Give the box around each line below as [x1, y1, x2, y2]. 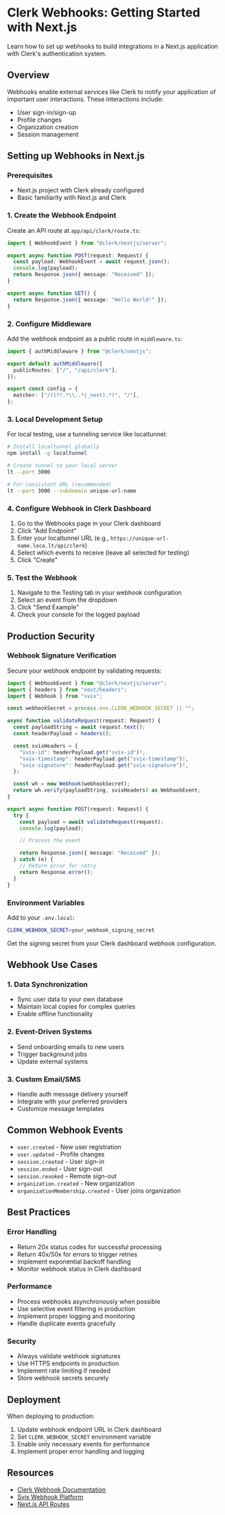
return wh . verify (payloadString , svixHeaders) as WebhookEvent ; [13, 787, 201, 794]
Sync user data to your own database [16, 995, 123, 1004]
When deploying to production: [7, 1412, 95, 1420]
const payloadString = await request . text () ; [13, 723, 146, 731]
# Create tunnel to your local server [7, 462, 118, 469]
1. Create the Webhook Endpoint [7, 211, 117, 221]
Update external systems [16, 1057, 88, 1066]
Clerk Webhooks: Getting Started [7, 5, 200, 21]
